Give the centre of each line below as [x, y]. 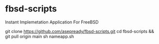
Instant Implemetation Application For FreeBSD [52, 22]
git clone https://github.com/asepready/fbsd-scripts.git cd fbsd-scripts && [80, 31]
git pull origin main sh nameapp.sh [40, 36]
